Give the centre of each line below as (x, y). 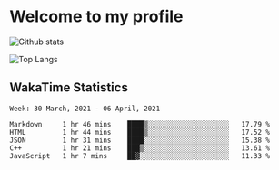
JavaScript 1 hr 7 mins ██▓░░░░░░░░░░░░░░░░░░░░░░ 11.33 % (140, 156)
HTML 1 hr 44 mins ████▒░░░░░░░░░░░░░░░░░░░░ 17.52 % (140, 132)
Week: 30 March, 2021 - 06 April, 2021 (85, 109)
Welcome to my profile (96, 17)
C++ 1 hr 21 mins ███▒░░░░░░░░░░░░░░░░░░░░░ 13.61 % (140, 148)
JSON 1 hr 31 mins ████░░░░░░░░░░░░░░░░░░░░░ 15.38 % (140, 140)
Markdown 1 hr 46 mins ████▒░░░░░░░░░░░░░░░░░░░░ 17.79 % (140, 124)
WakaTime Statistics (69, 88)
